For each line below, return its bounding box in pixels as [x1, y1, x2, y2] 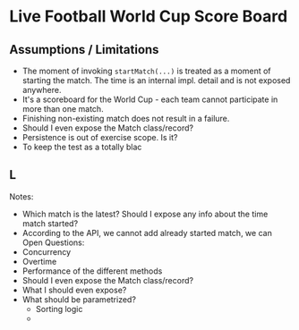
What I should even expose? [21, 284, 127, 295]
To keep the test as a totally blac [21, 141, 142, 152]
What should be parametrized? [21, 293, 137, 305]
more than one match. [21, 104, 105, 114]
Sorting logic [35, 303, 83, 314]
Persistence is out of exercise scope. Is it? [21, 132, 178, 142]
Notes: [9, 190, 34, 202]
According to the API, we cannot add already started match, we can [21, 227, 273, 238]
